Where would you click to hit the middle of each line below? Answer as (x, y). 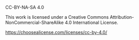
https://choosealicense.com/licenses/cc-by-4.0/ (56, 32)
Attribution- (122, 17)
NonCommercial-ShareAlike (34, 23)
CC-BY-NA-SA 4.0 (25, 7)
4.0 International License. (91, 23)
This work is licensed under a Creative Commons (57, 17)
